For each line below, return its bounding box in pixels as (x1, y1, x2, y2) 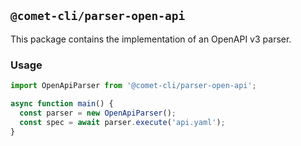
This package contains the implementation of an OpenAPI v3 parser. (10, 33, 292, 45)
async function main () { (10, 98, 114, 109)
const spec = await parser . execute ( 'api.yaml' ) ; (19, 117, 226, 127)
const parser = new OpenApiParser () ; (19, 108, 177, 118)
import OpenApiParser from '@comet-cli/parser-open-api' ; (10, 81, 257, 91)
